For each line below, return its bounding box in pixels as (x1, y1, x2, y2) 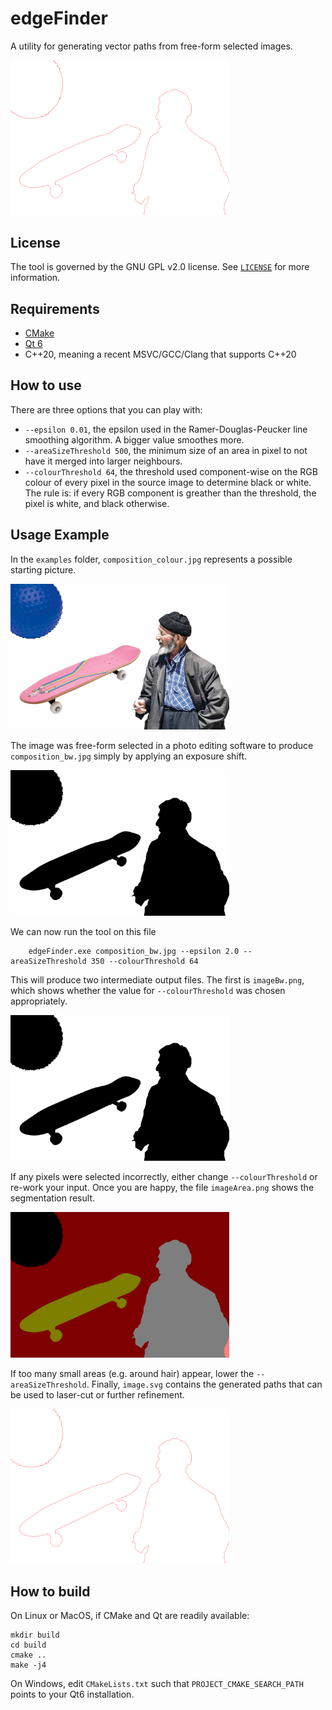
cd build (10, 1640, 47, 1651)
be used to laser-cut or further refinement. (10, 1389, 185, 1401)
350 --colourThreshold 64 (90, 956, 199, 966)
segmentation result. (10, 1192, 95, 1204)
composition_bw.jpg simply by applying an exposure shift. (10, 750, 248, 762)
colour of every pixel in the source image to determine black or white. (24, 476, 312, 488)
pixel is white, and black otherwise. (24, 497, 170, 509)
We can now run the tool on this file (10, 925, 157, 937)
